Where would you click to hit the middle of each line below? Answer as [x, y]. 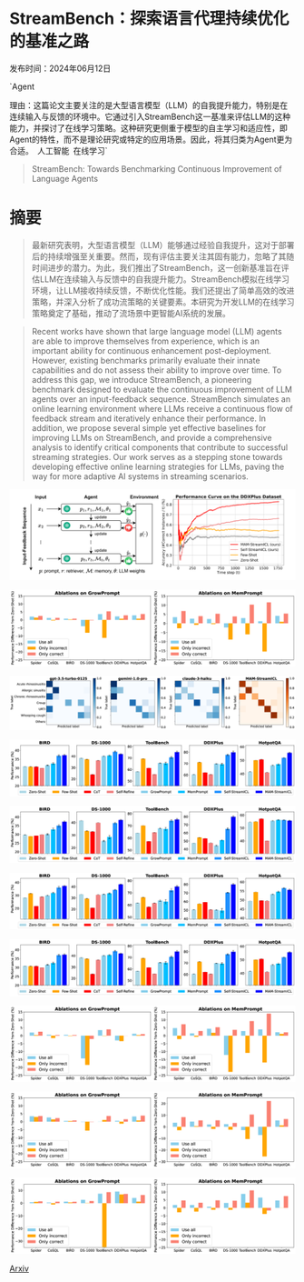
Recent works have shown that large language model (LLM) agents [157, 331]
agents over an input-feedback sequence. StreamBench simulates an [161, 399]
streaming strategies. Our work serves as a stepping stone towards [157, 456]
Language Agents [64, 178]
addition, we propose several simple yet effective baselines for [148, 427]
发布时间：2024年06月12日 [60, 68]
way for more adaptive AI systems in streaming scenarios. [140, 476]
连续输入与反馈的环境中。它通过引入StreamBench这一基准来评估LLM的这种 [150, 116]
